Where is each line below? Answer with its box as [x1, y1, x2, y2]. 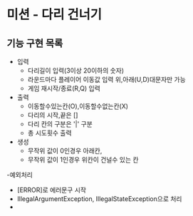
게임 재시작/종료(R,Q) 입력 [27, 84, 100, 93]
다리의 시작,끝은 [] [27, 111, 78, 119]
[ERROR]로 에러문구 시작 [16, 186, 87, 194]
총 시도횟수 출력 [27, 129, 72, 137]
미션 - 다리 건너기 [6, 6, 103, 23]
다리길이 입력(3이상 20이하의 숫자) [27, 66, 125, 75]
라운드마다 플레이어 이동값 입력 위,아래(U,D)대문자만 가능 [27, 76, 186, 83]
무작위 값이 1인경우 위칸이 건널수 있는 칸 [27, 155, 139, 164]
